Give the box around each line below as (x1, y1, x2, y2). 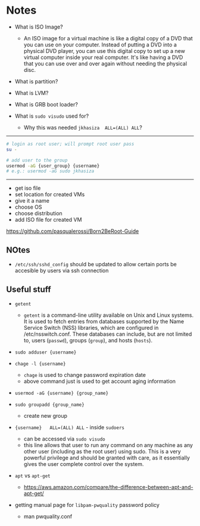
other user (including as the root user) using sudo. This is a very (23, 448, 182, 455)
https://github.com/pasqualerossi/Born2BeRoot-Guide (6, 228, 139, 235)
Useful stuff (6, 284, 52, 294)
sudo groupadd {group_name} (14, 402, 85, 408)
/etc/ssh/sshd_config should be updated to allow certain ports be (14, 261, 177, 268)
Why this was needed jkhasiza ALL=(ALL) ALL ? (23, 124, 143, 131)
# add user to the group (6, 157, 68, 163)
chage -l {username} (14, 361, 66, 367)
